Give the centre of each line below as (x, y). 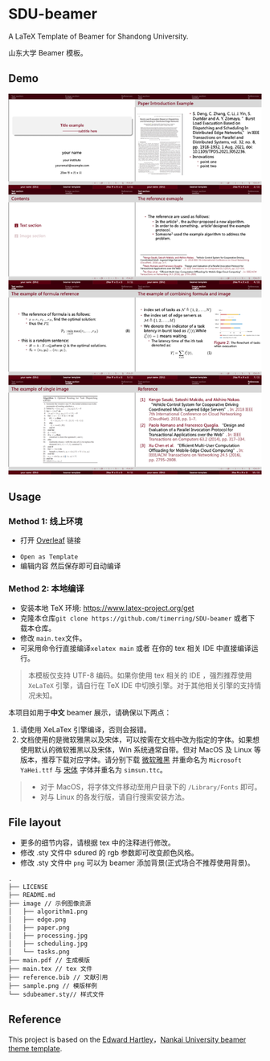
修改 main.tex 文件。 (53, 638)
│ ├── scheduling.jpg (48, 944)
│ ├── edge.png (37, 920)
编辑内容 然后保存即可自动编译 (70, 566)
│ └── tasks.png (39, 952)
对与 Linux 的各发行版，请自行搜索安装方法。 (114, 797)
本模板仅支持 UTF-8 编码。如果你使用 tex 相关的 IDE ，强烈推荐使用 (140, 675)
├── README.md (32, 895)
